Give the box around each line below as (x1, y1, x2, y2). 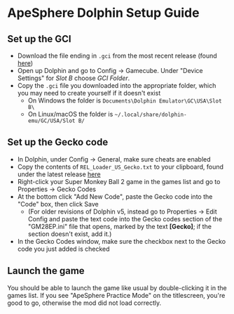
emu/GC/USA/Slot (27, 117, 76, 124)
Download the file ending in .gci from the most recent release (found (17, 51, 217, 60)
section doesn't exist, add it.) (27, 230, 112, 238)
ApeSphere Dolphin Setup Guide (7, 5, 200, 21)
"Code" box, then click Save (17, 199, 99, 208)
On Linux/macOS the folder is (27, 110, 113, 118)
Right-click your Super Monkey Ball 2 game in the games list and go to (17, 177, 221, 185)
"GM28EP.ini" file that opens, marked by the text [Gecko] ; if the (27, 222, 212, 230)
